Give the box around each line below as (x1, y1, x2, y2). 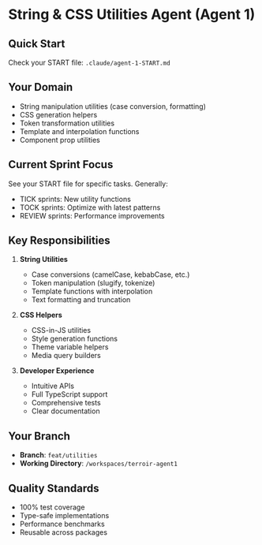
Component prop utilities (19, 135, 100, 144)
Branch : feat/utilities (19, 450, 98, 460)
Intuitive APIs (31, 381, 75, 391)
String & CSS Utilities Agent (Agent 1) (8, 6, 256, 24)
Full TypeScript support (31, 390, 108, 399)
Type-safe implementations (19, 511, 110, 521)
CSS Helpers (19, 310, 63, 320)
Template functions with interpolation (31, 286, 153, 297)
